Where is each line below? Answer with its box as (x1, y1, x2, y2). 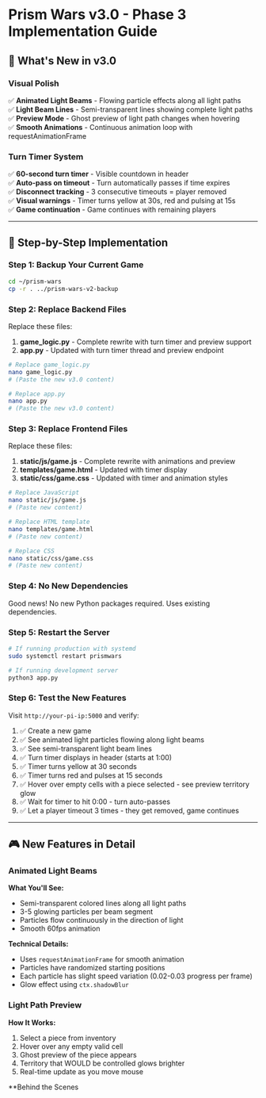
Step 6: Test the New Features (8, 692, 127, 703)
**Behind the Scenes (8, 1082, 79, 1092)
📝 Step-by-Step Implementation (8, 235, 169, 249)
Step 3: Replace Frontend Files (8, 423, 128, 434)
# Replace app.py (8, 390, 66, 398)
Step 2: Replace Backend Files (8, 304, 127, 315)
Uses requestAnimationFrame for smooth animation (19, 955, 184, 964)
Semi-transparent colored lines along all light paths (19, 898, 187, 909)
